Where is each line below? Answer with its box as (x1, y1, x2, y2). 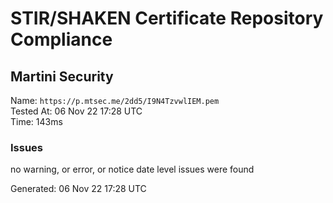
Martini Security (10, 68, 114, 85)
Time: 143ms (10, 116, 63, 127)
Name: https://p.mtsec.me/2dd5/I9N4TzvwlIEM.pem (10, 95, 220, 106)
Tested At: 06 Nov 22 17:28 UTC (10, 105, 143, 117)
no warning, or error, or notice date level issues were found (10, 163, 255, 176)
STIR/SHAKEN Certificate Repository (10, 7, 324, 30)
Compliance (10, 28, 113, 51)
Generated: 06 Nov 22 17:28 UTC (10, 183, 147, 195)
